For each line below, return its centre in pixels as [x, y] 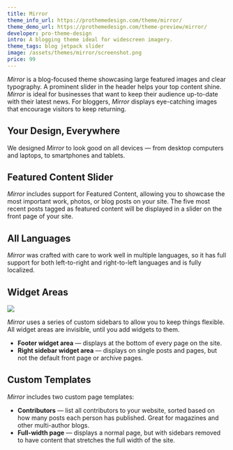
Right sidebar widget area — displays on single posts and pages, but [117, 350]
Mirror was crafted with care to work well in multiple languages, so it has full [117, 255]
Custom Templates [49, 380]
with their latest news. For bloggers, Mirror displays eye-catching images [112, 101]
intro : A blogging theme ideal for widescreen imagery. [90, 40]
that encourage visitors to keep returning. [67, 108]
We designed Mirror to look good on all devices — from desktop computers [115, 148]
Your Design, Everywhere [64, 131]
